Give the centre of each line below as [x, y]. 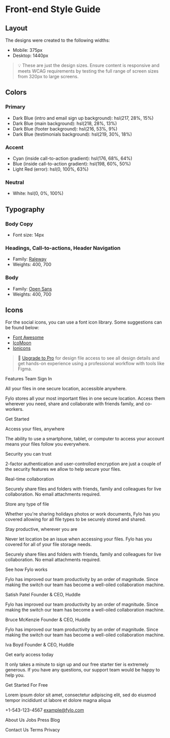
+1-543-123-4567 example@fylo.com [45, 710]
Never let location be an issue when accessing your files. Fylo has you [79, 539]
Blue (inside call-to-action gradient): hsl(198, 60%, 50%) [72, 164]
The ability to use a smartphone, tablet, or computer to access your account [85, 439]
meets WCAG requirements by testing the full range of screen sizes [88, 71]
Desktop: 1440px [30, 55]
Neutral [15, 182]
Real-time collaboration [30, 479]
